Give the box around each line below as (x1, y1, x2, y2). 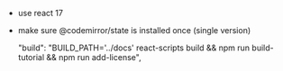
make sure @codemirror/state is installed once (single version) (17, 25, 251, 35)
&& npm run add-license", (46, 52, 141, 62)
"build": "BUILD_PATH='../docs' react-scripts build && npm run (17, 42, 251, 53)
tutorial (17, 52, 45, 62)
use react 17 (17, 8, 63, 18)
